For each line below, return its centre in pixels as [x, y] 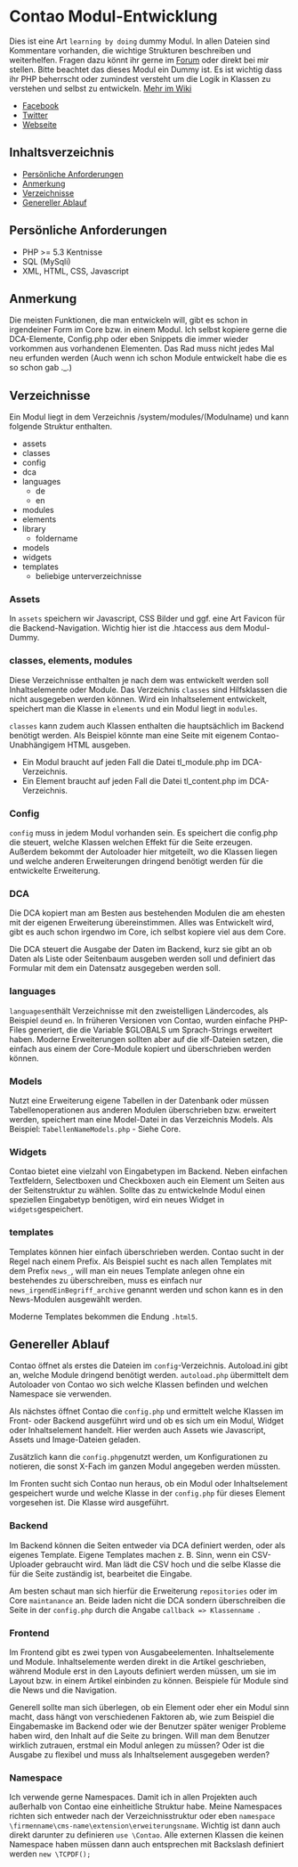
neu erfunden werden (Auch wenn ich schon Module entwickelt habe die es [148, 358]
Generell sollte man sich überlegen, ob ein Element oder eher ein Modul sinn [149, 1707]
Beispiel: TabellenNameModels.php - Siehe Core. [95, 1129]
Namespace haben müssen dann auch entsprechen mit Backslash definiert [147, 1845]
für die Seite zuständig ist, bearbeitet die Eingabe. [101, 1573]
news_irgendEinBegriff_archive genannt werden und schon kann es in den [146, 1290]
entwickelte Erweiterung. [55, 871]
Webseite [40, 124]
